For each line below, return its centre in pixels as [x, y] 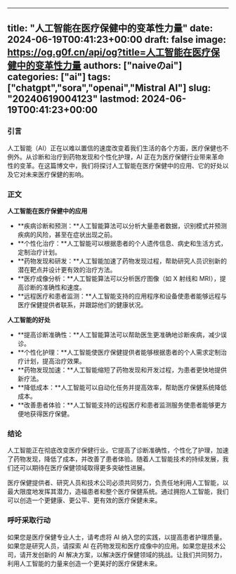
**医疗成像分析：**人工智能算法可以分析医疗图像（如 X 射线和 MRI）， [118, 278]
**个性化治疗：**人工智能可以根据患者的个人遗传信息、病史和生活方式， [122, 243]
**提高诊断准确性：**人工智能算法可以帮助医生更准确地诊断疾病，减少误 [122, 334]
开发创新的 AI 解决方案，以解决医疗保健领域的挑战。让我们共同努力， [126, 554]
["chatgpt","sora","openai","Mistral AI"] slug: [109, 88]
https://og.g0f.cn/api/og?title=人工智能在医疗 [109, 52]
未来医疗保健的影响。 [57, 174]
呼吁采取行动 [29, 521]
